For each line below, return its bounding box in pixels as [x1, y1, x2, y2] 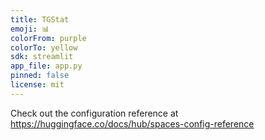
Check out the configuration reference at [10, 107, 179, 119]
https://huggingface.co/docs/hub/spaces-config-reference [10, 117, 255, 130]
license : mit [10, 80, 65, 90]
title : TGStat [10, 14, 70, 25]
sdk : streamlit [10, 52, 74, 62]
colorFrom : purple [10, 33, 87, 43]
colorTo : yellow [10, 42, 78, 53]
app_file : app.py [10, 61, 83, 71]
